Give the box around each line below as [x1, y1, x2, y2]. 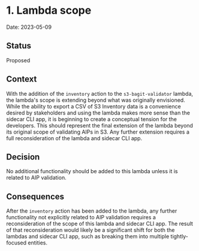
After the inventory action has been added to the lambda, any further [6, 207, 177, 214]
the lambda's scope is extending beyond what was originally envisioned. [6, 96, 186, 104]
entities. [28, 239, 48, 246]
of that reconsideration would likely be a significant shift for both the [6, 226, 175, 234]
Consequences [6, 191, 65, 201]
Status [6, 41, 32, 51]
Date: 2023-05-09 [6, 23, 52, 31]
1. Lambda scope [6, 4, 92, 17]
